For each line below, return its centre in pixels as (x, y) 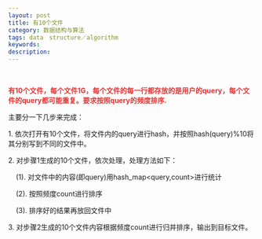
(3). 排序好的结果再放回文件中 (64, 210)
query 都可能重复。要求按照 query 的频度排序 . (95, 100)
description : (29, 52)
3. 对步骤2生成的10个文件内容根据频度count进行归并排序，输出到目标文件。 (130, 227)
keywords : (24, 45)
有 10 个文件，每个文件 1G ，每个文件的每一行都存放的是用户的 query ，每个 (126, 90)
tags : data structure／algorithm (64, 37)
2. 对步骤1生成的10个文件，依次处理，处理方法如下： (93, 160)
